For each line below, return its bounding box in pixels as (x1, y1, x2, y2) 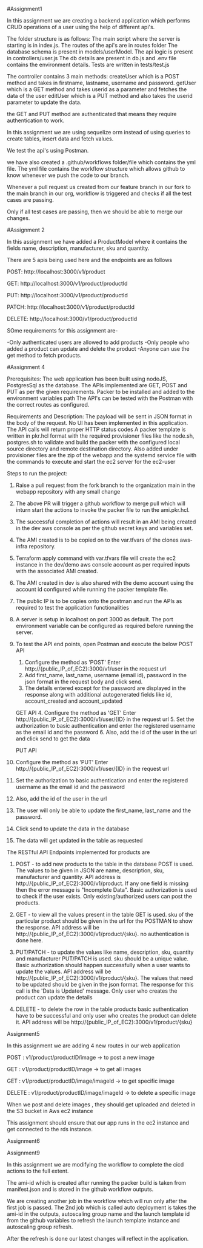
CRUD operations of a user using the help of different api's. (7, 24, 155, 30)
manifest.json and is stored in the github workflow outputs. (7, 1185, 154, 1193)
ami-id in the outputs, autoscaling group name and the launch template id (7, 1210, 190, 1218)
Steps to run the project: (7, 470, 68, 477)
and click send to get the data (15, 735, 90, 742)
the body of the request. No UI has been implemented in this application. (7, 419, 188, 426)
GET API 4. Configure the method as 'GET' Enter (15, 709, 137, 716)
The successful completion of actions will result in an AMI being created (15, 518, 196, 525)
